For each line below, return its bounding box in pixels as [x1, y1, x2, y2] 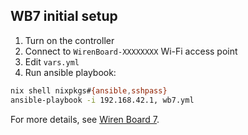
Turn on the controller [24, 34, 115, 46]
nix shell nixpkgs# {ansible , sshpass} [10, 85, 168, 96]
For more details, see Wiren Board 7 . [10, 113, 160, 125]
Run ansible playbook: [24, 66, 117, 78]
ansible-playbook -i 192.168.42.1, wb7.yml [10, 95, 195, 105]
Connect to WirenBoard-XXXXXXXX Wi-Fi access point [24, 45, 238, 57]
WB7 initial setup [10, 8, 118, 25]
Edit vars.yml [24, 55, 80, 68]
